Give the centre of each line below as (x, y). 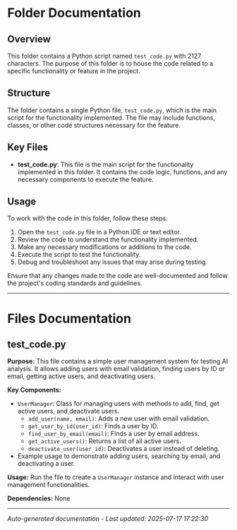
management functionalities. (49, 485)
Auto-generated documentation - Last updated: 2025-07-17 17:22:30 (108, 519)
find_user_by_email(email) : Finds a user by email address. (114, 434)
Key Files (28, 147)
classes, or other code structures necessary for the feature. (94, 125)
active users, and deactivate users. (68, 411)
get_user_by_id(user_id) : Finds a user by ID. (93, 426)
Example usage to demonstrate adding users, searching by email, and (119, 456)
